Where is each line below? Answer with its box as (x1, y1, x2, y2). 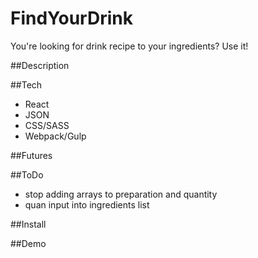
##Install (10, 218, 47, 230)
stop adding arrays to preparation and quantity (24, 188, 218, 200)
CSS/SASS (24, 119, 70, 131)
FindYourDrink (10, 7, 133, 30)
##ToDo (10, 168, 44, 181)
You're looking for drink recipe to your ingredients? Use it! (10, 40, 249, 52)
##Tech (10, 78, 43, 91)
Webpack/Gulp (24, 130, 87, 142)
